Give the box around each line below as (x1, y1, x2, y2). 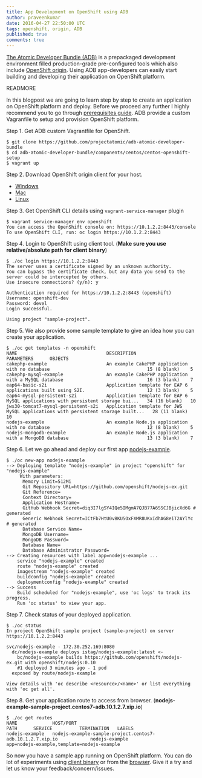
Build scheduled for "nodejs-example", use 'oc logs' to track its (17, 590, 191, 596)
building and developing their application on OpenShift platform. (6, 73, 166, 80)
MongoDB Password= (22, 537, 69, 543)
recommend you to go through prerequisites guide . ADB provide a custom (6, 110, 191, 116)
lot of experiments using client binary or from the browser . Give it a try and (6, 759, 192, 765)
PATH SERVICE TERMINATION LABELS (6, 725, 134, 731)
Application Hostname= (22, 500, 80, 506)
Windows (15, 183, 39, 189)
